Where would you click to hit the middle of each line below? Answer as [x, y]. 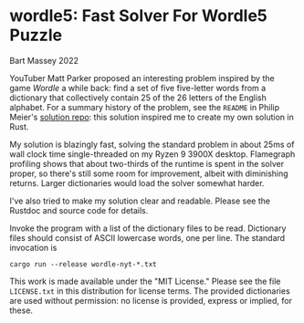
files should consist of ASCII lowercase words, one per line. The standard [147, 237]
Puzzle [36, 35]
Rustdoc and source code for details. [79, 210]
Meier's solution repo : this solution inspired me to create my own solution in [152, 117]
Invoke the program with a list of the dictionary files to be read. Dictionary [148, 228]
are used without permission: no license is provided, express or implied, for [151, 300]
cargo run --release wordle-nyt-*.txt [83, 264]
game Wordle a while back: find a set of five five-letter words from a [138, 88]
